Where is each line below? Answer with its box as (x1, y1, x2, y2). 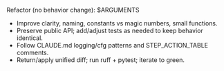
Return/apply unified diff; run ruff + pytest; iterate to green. (16, 56, 185, 64)
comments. (16, 48, 49, 57)
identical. (16, 34, 43, 42)
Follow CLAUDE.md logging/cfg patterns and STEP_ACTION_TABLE (16, 41, 209, 49)
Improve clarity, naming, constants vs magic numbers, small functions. (16, 19, 218, 27)
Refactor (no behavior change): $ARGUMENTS (6, 6, 140, 14)
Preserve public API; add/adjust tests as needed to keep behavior (16, 27, 203, 34)
